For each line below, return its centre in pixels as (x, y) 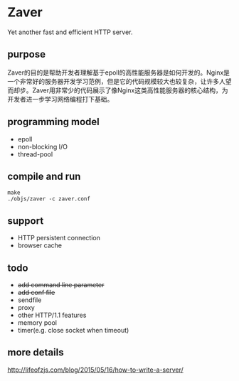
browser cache (40, 245)
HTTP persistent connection (59, 238)
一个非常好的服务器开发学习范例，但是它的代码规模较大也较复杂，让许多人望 (119, 81)
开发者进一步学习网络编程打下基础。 (60, 99)
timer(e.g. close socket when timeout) (73, 330)
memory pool (37, 323)
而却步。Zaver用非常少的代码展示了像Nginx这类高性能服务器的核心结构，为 (118, 90)
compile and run (44, 176)
